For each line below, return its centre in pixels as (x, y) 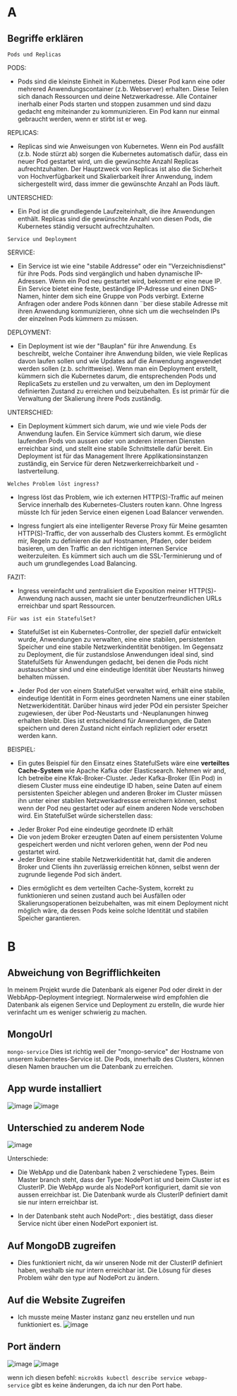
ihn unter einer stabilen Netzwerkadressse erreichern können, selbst (117, 800)
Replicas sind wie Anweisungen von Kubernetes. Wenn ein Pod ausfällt (121, 146)
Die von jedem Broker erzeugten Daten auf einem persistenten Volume (120, 837)
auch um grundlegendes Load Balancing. (77, 563)
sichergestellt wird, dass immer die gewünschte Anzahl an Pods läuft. (119, 184)
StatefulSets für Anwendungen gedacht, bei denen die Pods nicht (113, 662)
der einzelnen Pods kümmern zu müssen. (78, 318)
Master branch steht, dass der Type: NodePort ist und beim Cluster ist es (123, 1180)
